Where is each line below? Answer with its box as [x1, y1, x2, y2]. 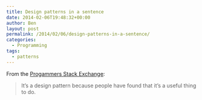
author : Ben [6, 20, 36, 26]
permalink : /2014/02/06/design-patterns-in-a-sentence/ [6, 31, 150, 37]
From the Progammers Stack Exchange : [6, 70, 105, 77]
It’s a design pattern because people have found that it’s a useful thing [21, 82, 197, 89]
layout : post [6, 25, 39, 32]
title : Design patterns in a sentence [6, 8, 104, 15]
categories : [6, 37, 36, 43]
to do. [21, 88, 36, 95]
